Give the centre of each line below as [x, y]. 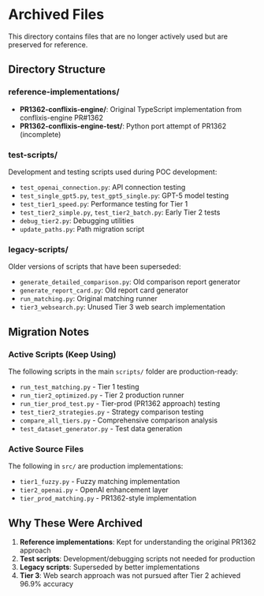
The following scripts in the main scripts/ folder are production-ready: [123, 371]
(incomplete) [40, 134]
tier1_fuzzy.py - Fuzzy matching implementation [100, 482]
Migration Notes [48, 332]
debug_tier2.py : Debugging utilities [77, 220]
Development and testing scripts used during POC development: [113, 172]
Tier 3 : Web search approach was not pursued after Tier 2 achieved [130, 576]
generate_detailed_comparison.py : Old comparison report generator [130, 282]
